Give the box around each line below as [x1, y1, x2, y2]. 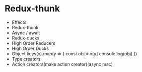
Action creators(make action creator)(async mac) [11, 61, 113, 67]
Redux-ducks [11, 35, 40, 41]
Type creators [11, 56, 41, 62]
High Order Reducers [11, 40, 56, 46]
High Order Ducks [11, 45, 49, 51]
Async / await [11, 30, 40, 36]
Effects [11, 19, 27, 25]
